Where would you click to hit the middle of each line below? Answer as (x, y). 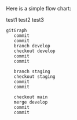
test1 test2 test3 (25, 20)
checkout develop (35, 51)
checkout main (31, 97)
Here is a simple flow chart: (38, 8)
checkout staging (35, 77)
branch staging (32, 71)
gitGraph (16, 30)
